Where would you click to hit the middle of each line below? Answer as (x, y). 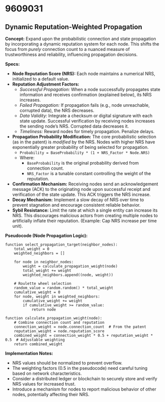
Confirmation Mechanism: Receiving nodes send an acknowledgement (85, 184)
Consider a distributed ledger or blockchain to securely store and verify (85, 379)
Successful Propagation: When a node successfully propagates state (90, 89)
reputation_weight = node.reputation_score (59, 331)
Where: (27, 158)
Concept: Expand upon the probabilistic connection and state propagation (81, 39)
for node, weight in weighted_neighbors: (57, 297)
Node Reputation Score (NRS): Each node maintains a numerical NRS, (84, 74)
